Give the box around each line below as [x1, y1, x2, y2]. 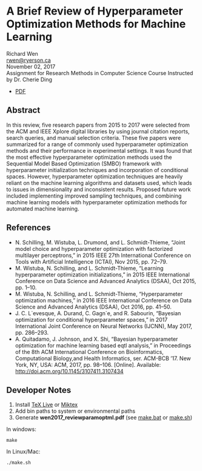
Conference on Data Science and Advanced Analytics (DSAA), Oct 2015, [15, 277, 197, 284]
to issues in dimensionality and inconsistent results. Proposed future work [6, 185, 191, 193]
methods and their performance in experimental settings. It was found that [6, 147, 192, 154]
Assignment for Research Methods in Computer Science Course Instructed [6, 69, 194, 76]
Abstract [6, 105, 41, 116]
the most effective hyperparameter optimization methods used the [6, 153, 172, 161]
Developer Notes [6, 385, 72, 395]
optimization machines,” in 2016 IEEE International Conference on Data [15, 296, 192, 304]
